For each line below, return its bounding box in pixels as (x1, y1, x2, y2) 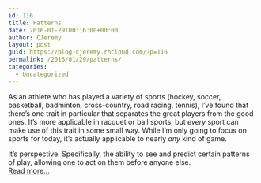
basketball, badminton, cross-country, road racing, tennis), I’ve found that (8, 100, 249, 110)
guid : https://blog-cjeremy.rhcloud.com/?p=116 (8, 48, 168, 56)
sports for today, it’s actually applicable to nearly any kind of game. (8, 133, 227, 143)
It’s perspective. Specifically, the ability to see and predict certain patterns (8, 149, 251, 159)
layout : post (8, 41, 51, 49)
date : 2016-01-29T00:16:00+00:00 (8, 26, 119, 34)
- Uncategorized (15, 70, 69, 78)
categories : (8, 63, 47, 71)
